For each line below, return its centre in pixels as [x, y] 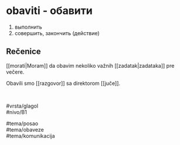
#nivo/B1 [17, 112]
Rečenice [23, 52]
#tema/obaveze [25, 129]
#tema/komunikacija [30, 136]
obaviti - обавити [49, 11]
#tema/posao [22, 123]
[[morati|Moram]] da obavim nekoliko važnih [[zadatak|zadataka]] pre [90, 65]
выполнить [28, 27]
